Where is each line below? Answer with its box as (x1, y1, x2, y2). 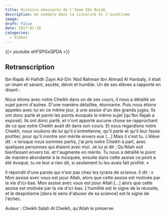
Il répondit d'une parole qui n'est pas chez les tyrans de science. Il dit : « (5, 169, 154, 175)
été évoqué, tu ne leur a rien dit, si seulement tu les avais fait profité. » (5, 159, 149, 165)
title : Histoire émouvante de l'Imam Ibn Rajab (5, 7, 106, 12)
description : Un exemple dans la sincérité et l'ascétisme (5, 12, 130, 17)
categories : (5, 30, 30, 35)
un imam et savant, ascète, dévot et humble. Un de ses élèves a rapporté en (5, 81, 161, 87)
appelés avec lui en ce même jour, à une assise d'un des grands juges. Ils (5, 107, 156, 113)
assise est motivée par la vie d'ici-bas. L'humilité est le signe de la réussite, (5, 185, 159, 191)
